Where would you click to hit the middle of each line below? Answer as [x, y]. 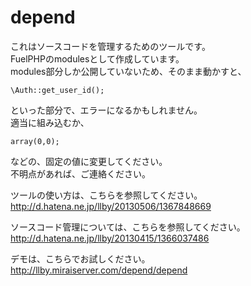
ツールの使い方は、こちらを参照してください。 [106, 195]
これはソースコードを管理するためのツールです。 [110, 46]
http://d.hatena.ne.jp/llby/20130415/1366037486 [110, 238]
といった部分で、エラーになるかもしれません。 [106, 110]
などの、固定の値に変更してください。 [89, 161]
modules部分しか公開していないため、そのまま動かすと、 [128, 71]
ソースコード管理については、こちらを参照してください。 [128, 227]
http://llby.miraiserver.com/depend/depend [99, 270]
